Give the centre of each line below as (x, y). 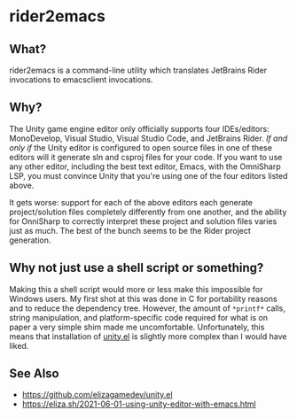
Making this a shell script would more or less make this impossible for (136, 289)
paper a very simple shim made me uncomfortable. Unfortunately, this (137, 327)
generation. (30, 240)
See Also (34, 374)
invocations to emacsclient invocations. (81, 80)
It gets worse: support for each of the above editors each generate (131, 202)
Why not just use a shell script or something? (137, 268)
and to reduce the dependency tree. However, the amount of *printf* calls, (147, 308)
